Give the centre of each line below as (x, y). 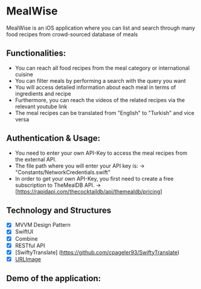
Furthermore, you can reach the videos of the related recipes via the (100, 100)
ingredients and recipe (43, 93)
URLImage (28, 259)
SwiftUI (24, 232)
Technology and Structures (59, 210)
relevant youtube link (41, 106)
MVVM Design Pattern (43, 225)
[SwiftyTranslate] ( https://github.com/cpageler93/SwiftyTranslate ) (97, 252)
